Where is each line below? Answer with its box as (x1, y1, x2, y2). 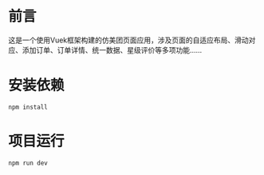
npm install (8, 103, 48, 111)
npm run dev (8, 159, 48, 167)
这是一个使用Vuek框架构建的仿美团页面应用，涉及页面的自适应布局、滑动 (8, 35, 249, 45)
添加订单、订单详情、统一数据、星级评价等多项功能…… (22, 45, 203, 54)
